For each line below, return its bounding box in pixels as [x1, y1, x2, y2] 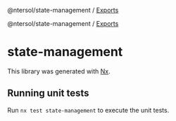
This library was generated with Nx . [7, 66, 111, 76]
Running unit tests [7, 87, 89, 99]
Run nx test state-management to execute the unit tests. [7, 106, 170, 114]
